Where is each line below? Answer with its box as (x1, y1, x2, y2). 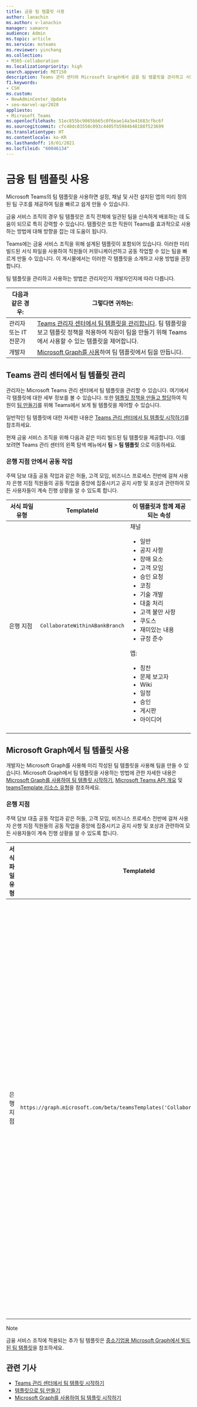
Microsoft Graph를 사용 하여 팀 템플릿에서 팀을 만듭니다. (37, 348, 184, 356)
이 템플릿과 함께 (132, 502, 174, 510)
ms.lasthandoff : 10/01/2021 (6, 140, 75, 146)
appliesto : (6, 107, 33, 113)
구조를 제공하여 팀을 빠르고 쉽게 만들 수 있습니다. (18, 201, 130, 208)
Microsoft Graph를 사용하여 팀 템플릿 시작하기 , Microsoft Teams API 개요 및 (6, 777, 183, 784)
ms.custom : (6, 91, 33, 97)
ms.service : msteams (6, 42, 57, 48)
